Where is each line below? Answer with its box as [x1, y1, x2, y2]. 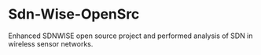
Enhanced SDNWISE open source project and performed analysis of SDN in [8, 31, 253, 40]
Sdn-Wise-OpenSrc [8, 5, 140, 23]
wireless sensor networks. [8, 39, 94, 48]
